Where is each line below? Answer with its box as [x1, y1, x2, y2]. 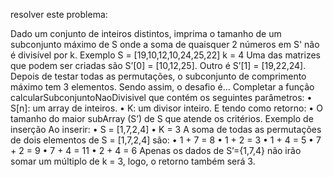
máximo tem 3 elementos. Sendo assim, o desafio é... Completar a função [10, 81, 315, 93]
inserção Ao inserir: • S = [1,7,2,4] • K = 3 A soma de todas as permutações [10, 124, 322, 135]
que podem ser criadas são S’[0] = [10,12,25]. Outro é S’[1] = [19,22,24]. [10, 60, 307, 71]
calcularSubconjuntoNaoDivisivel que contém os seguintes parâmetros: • [10, 92, 313, 103]
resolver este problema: [10, 9, 108, 20]
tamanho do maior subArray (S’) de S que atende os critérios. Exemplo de [10, 113, 314, 124]
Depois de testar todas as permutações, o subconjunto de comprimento [10, 70, 307, 82]
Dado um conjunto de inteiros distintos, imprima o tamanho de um [10, 28, 282, 39]
